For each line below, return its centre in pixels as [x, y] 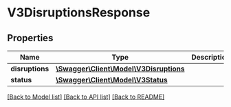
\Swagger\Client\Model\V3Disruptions [120, 69]
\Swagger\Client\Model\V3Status [111, 80]
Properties [30, 38]
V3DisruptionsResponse [79, 13]
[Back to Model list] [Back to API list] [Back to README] [86, 97]
